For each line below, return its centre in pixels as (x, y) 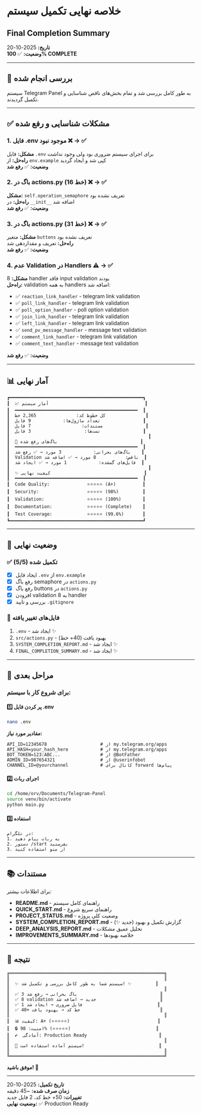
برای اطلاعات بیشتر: (30, 891)
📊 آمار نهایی (27, 381)
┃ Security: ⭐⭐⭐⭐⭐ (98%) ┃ (76, 492)
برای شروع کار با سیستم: (39, 692)
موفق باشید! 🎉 (23, 1067)
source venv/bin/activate (39, 799)
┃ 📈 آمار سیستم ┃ (77, 404)
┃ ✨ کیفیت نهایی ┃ (77, 473)
